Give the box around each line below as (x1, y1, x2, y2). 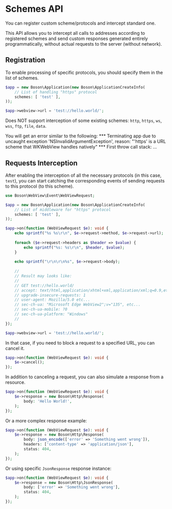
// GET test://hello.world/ (14, 283, 74, 288)
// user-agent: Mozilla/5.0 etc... (14, 297, 91, 302)
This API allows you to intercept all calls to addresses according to (5, 30, 145, 36)
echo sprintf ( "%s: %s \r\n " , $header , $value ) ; (24, 245, 125, 250)
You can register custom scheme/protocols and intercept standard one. (5, 20, 156, 26)
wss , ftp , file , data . (5, 123, 47, 129)
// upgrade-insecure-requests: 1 (14, 293, 86, 298)
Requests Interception (5, 158, 78, 167)
